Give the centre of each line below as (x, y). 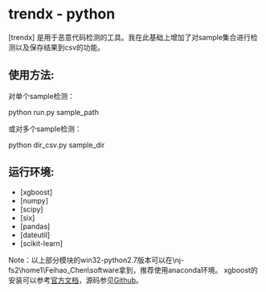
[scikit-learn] (41, 243)
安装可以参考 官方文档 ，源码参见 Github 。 (76, 280)
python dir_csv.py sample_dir (57, 145)
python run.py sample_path (53, 112)
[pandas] (35, 226)
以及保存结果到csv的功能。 (60, 47)
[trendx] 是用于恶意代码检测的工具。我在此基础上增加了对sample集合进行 (130, 37)
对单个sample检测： (41, 96)
